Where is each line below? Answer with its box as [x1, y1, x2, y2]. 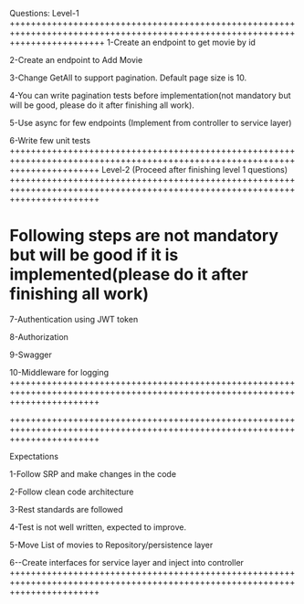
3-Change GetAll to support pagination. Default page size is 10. [9, 72, 247, 83]
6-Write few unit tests [9, 135, 91, 145]
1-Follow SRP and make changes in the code [9, 468, 176, 479]
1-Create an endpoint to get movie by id [106, 37, 256, 48]
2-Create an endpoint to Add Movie [9, 55, 143, 65]
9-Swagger [9, 349, 53, 360]
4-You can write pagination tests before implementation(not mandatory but [9, 90, 291, 101]
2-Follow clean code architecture [9, 486, 134, 497]
